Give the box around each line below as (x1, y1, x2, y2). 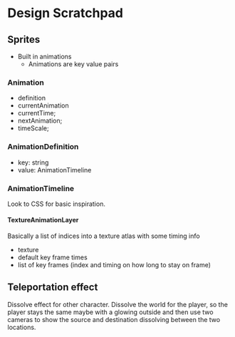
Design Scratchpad (7, 5, 123, 21)
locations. (7, 323, 36, 331)
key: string (17, 158, 49, 167)
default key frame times (17, 253, 88, 261)
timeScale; (17, 124, 49, 133)
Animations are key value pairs (28, 60, 119, 68)
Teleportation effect (7, 281, 98, 294)
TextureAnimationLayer (7, 216, 79, 224)
